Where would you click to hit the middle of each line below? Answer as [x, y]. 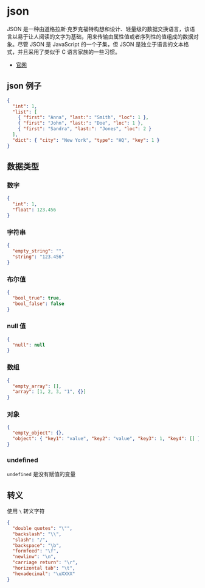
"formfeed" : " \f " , [36, 551]
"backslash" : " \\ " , [37, 534]
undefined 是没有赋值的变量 [41, 474]
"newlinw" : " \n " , [34, 557]
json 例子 [24, 86]
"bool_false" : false [38, 304]
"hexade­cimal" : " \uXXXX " [44, 574]
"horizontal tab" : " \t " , [44, 568]
